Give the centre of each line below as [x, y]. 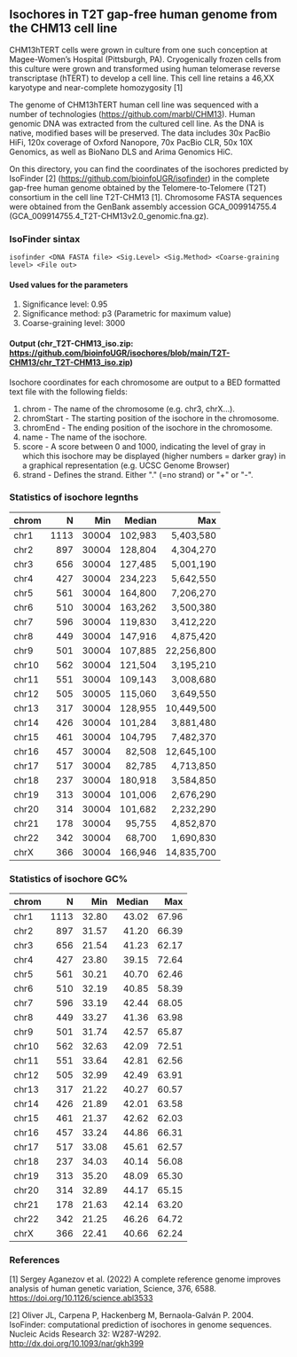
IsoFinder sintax [45, 238]
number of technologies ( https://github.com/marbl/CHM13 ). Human [132, 113]
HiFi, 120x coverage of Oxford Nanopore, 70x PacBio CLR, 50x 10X [131, 142]
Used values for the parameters [69, 285]
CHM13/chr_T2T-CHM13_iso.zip [70, 362]
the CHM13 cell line [63, 29]
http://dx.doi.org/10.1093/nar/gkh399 [77, 1344]
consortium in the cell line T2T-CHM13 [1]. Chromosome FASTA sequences [146, 197]
